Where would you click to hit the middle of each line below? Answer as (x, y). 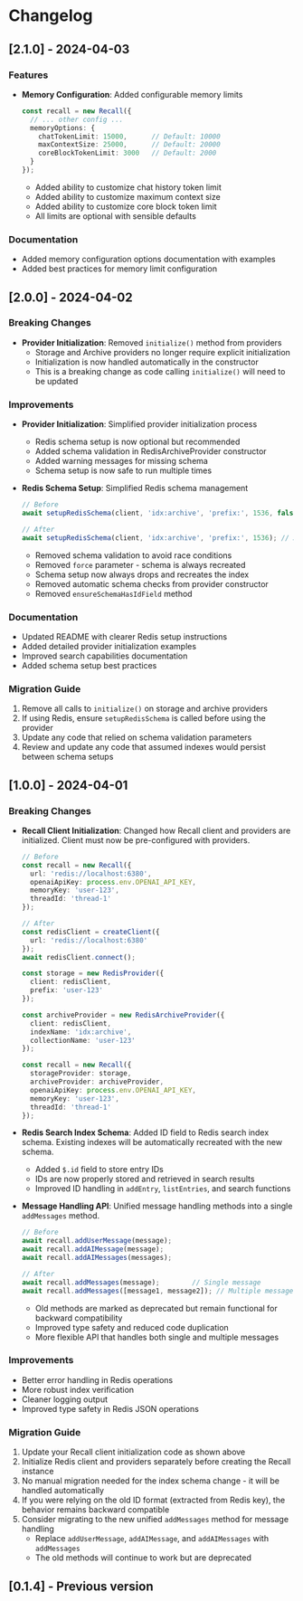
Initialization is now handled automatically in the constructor (147, 362)
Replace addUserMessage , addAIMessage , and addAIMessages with (151, 1539)
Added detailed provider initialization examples (109, 646)
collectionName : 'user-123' (83, 1040)
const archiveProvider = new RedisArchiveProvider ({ (123, 1015)
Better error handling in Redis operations (97, 1379)
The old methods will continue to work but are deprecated (143, 1558)
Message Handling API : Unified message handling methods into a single (157, 1206)
